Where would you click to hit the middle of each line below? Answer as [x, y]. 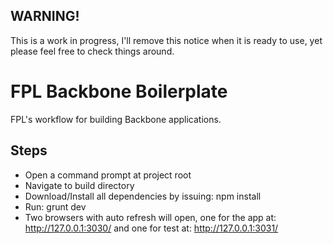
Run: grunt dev [55, 206]
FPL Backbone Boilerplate [119, 91]
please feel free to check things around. [92, 51]
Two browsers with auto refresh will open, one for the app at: [150, 217]
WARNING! [45, 16]
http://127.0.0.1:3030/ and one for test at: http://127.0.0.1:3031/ [151, 228]
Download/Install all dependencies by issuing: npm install [143, 196]
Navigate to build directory [79, 185]
